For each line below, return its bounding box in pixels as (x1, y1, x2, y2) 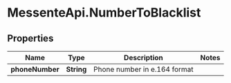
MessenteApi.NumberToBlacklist (7, 5, 201, 21)
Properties (7, 33, 54, 44)
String (66, 64, 87, 74)
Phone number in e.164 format (93, 64, 194, 74)
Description (123, 53, 164, 62)
